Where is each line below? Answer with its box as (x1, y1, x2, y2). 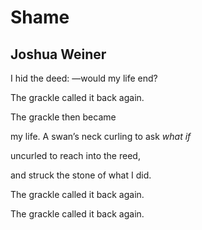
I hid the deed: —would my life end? (10, 72, 158, 84)
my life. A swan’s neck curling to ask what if (10, 131, 192, 142)
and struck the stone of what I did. (10, 169, 152, 181)
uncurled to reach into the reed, (10, 150, 141, 161)
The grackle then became (10, 111, 117, 123)
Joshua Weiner (10, 46, 107, 63)
